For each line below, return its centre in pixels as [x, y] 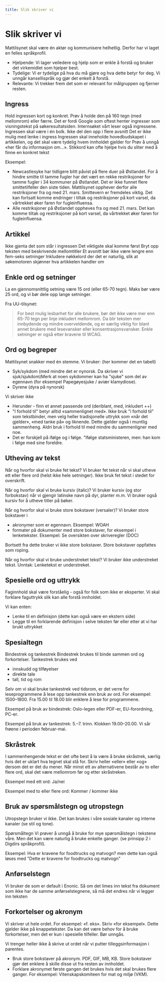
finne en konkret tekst [27, 153]
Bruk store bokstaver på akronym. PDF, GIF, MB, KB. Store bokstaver [82, 958]
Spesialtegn [24, 642]
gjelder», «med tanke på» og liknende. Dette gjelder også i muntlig [80, 422]
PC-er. [12, 714]
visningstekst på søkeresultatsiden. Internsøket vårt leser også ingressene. [81, 127]
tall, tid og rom [27, 680]
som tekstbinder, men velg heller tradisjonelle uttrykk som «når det [80, 416]
